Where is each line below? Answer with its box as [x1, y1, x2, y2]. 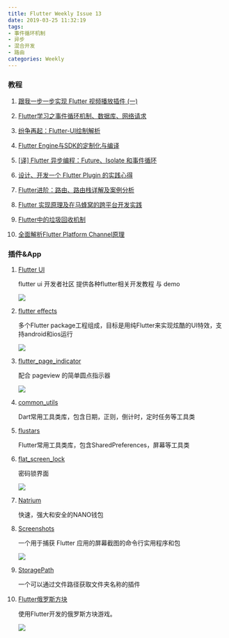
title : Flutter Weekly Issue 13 [8, 10, 102, 17]
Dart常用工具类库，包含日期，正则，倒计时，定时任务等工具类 [17, 412, 196, 421]
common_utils [17, 398, 58, 407]
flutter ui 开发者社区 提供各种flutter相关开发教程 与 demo [17, 280, 180, 288]
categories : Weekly [8, 56, 65, 63]
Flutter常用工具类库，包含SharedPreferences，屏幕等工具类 [17, 441, 190, 449]
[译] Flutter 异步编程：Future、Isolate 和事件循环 [17, 156, 157, 164]
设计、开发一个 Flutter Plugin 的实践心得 [17, 171, 133, 180]
